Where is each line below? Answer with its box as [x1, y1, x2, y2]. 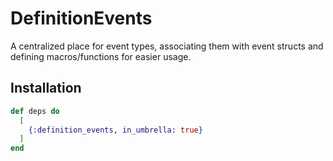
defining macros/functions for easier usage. [10, 50, 192, 62]
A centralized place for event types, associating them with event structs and [10, 40, 324, 52]
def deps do [10, 106, 60, 116]
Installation [10, 80, 82, 97]
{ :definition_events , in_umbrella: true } [28, 125, 203, 135]
